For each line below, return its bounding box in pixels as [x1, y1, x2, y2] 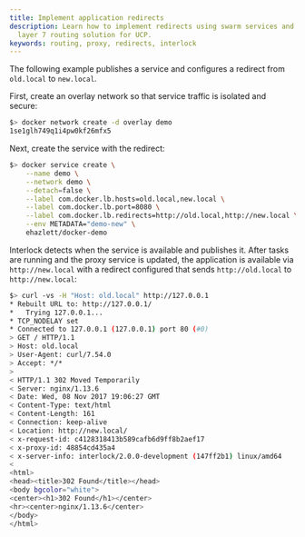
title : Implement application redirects [9, 13, 165, 23]
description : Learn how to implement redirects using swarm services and [9, 22, 295, 31]
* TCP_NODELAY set [9, 316, 79, 325]
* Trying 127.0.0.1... [9, 308, 103, 317]
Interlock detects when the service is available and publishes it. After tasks [9, 244, 289, 255]
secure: [9, 101, 38, 112]
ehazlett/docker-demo [25, 228, 107, 237]
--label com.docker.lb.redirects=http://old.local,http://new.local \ [25, 211, 299, 221]
